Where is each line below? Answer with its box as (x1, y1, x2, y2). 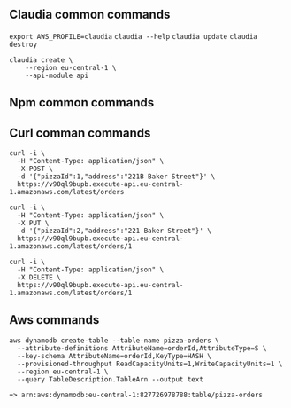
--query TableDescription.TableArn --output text (17, 374, 203, 384)
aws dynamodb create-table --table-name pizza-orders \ (9, 336, 219, 345)
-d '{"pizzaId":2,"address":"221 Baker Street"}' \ (17, 226, 212, 236)
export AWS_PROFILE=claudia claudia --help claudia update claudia (9, 32, 258, 41)
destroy (9, 40, 38, 49)
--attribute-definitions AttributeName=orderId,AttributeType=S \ (17, 343, 267, 353)
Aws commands (9, 312, 100, 327)
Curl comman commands (9, 125, 151, 140)
